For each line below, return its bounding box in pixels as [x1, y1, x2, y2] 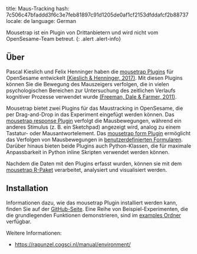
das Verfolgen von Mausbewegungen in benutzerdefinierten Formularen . [6, 136, 183, 143]
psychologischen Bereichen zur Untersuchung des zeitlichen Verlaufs [6, 87, 176, 94]
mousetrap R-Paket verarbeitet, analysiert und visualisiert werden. [6, 166, 167, 173]
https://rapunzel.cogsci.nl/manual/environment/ [14, 240, 131, 248]
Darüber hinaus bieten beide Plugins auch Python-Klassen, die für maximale [6, 142, 192, 149]
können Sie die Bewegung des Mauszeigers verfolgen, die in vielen [6, 80, 169, 87]
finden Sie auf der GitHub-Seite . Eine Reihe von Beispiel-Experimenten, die [6, 205, 189, 212]
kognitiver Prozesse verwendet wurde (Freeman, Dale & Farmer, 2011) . [6, 93, 177, 100]
